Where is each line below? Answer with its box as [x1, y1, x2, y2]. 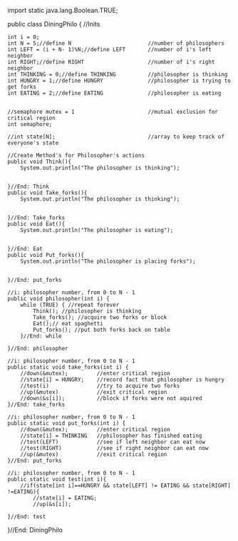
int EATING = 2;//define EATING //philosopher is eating [7, 90, 222, 97]
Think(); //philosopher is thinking [33, 308, 142, 315]
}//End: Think [7, 183, 50, 190]
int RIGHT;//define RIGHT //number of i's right [7, 58, 215, 65]
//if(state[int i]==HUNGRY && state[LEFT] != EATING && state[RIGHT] [20, 482, 232, 489]
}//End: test [7, 513, 46, 520]
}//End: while [20, 332, 62, 340]
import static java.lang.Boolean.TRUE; [7, 6, 118, 14]
